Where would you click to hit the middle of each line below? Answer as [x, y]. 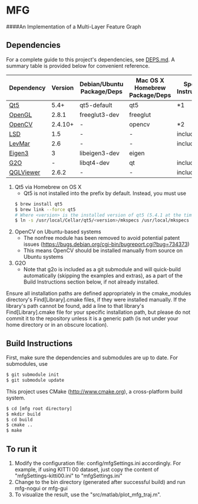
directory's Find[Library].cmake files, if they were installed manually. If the [96, 300]
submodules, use [27, 364]
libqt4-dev [95, 162]
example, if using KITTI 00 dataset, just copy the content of [87, 469]
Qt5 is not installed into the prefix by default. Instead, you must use [105, 193]
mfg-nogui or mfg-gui [41, 488]
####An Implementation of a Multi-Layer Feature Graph [74, 27]
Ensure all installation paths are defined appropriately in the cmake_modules [99, 294]
